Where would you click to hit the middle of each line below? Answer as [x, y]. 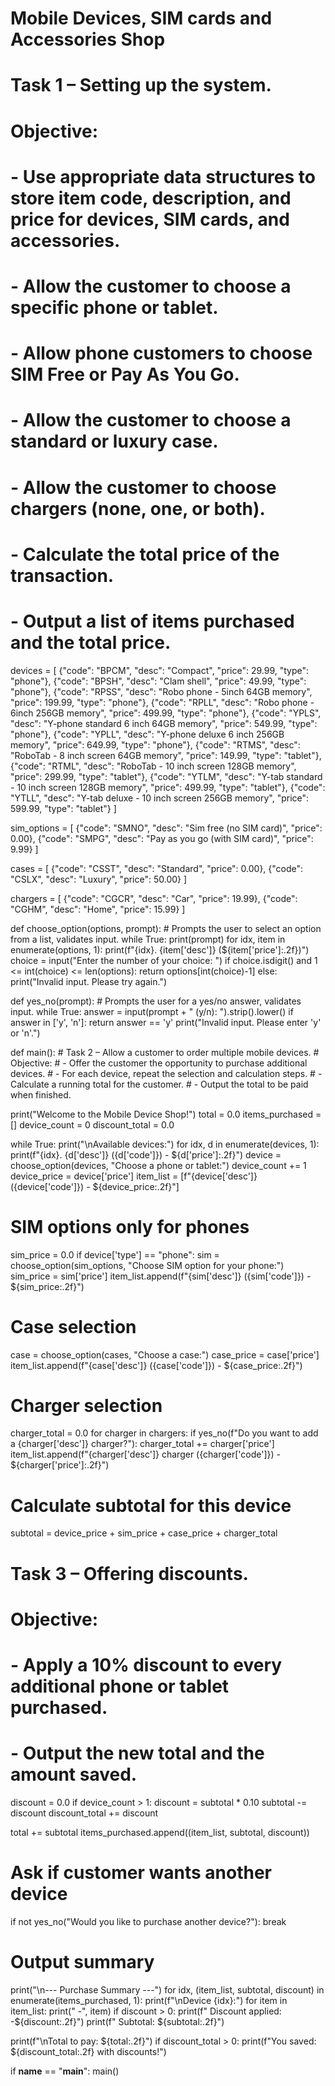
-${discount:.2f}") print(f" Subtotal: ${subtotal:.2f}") [117, 2021]
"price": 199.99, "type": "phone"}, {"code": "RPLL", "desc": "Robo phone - [162, 702]
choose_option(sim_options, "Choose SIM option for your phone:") [147, 1265]
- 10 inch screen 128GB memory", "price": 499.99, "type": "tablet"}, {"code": [168, 787]
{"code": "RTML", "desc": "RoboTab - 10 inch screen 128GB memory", [153, 766]
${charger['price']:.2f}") [60, 1465]
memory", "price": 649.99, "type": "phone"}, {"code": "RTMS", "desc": [155, 744]
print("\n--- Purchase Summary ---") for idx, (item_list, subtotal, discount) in [167, 1989]
